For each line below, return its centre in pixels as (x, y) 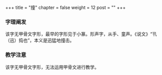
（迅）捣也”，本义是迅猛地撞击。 (40, 40)
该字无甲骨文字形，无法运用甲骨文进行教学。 (52, 67)
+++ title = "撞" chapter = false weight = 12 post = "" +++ (65, 7)
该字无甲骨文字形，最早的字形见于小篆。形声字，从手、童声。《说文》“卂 (81, 34)
